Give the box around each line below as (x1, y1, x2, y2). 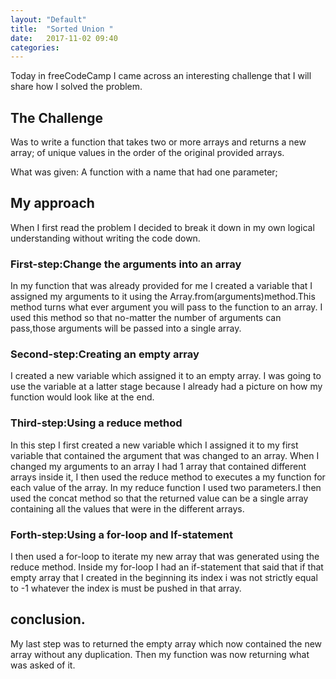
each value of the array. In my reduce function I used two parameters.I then (10, 481, 322, 493)
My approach (10, 195, 95, 212)
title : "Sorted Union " (10, 24, 114, 34)
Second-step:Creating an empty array (10, 347, 200, 361)
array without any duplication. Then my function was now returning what (10, 648, 310, 660)
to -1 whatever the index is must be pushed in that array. (10, 582, 242, 595)
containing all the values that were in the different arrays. (10, 502, 245, 515)
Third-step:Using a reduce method (10, 416, 183, 430)
